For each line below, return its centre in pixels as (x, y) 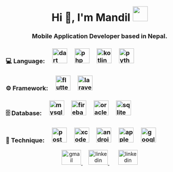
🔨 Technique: (25, 140)
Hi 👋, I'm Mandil (91, 18)
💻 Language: (25, 61)
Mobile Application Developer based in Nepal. (100, 36)
